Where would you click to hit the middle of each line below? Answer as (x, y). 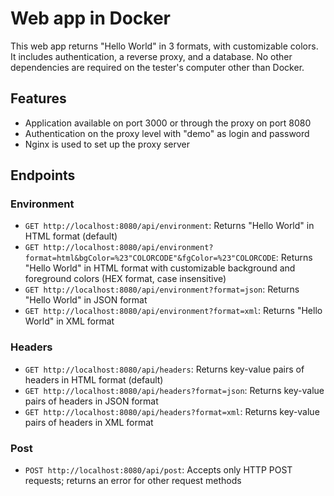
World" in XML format (69, 321)
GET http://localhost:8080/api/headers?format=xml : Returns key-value (172, 411)
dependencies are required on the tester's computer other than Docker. (157, 67)
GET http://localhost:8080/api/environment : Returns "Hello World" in (169, 226)
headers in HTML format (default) (94, 379)
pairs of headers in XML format (89, 422)
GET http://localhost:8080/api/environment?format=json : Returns (162, 289)
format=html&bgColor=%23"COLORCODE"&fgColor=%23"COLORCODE (150, 258)
